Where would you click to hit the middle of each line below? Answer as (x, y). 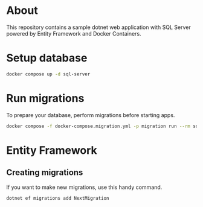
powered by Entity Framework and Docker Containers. (74, 33)
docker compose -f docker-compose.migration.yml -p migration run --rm (98, 126)
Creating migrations (45, 173)
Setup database (47, 58)
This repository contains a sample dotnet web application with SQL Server (99, 27)
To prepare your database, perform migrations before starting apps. (91, 115)
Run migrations (45, 98)
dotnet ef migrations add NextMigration (58, 198)
